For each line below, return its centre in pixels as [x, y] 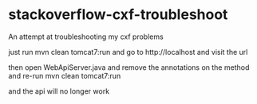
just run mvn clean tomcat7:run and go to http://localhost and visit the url [128, 52]
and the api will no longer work [59, 91]
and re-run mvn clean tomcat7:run [65, 75]
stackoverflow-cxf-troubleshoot [118, 15]
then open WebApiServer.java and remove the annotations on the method [129, 67]
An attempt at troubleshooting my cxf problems [86, 37]
